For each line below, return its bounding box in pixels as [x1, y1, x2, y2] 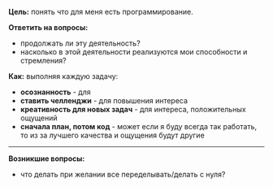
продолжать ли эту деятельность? [19, 38, 141, 48]
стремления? [19, 56, 67, 65]
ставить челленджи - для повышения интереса [19, 96, 188, 105]
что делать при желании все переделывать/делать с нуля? [19, 170, 226, 179]
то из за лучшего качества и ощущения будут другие [19, 130, 205, 140]
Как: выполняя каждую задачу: [8, 72, 119, 80]
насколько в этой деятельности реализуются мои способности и [19, 47, 248, 56]
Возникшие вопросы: [8, 154, 85, 163]
